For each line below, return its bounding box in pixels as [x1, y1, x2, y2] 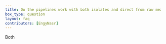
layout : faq [5, 16, 30, 21]
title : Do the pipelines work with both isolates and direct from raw [5, 7, 154, 12]
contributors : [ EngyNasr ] [5, 21, 58, 26]
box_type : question [5, 12, 45, 17]
